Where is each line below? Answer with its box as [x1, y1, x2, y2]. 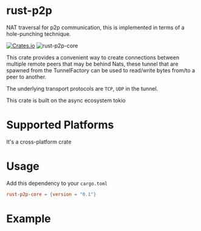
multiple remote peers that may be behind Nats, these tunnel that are [6, 60, 179, 67]
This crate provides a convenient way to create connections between [6, 53, 180, 61]
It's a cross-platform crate [6, 138, 72, 145]
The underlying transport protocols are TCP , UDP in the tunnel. [6, 84, 158, 92]
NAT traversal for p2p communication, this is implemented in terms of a [6, 24, 185, 31]
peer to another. [6, 73, 47, 80]
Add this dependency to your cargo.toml [6, 179, 108, 187]
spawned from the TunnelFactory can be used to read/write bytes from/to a [6, 66, 196, 74]
